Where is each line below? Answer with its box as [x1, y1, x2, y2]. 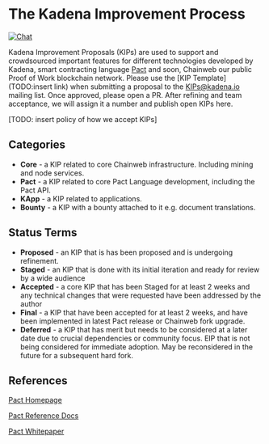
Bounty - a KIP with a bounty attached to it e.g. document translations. [19, 202, 256, 212]
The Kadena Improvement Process [8, 5, 246, 23]
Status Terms [8, 226, 78, 239]
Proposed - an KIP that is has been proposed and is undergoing [19, 247, 233, 257]
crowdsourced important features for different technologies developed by [8, 56, 254, 66]
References [8, 374, 68, 387]
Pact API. [19, 185, 51, 195]
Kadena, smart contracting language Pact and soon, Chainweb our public [8, 64, 253, 74]
